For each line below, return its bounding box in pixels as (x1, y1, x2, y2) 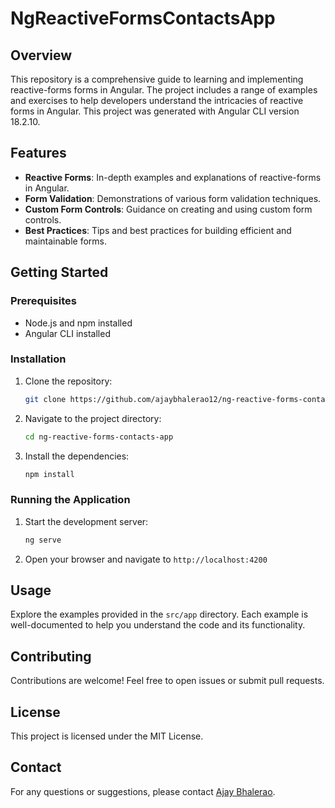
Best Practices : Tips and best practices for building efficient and (24, 224, 292, 236)
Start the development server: (24, 515, 149, 527)
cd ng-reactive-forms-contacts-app (24, 432, 174, 442)
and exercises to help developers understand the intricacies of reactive (10, 95, 304, 106)
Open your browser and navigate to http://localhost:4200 (24, 553, 268, 565)
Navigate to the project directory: (24, 412, 162, 424)
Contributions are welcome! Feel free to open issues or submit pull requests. (10, 675, 325, 687)
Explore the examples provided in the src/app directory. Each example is (10, 608, 309, 621)
